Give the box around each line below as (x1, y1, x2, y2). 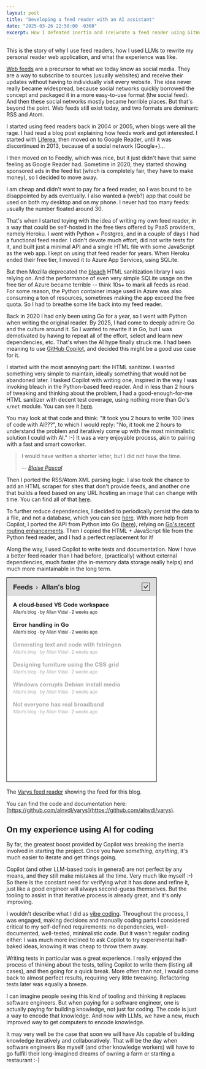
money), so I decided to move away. (6, 174, 98, 181)
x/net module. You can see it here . (6, 402, 94, 410)
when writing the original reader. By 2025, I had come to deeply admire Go (6, 319, 195, 326)
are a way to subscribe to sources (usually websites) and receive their (6, 72, 184, 79)
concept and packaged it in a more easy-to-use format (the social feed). (6, 91, 189, 99)
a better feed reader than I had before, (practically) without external (6, 552, 177, 559)
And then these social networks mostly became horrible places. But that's (6, 98, 193, 105)
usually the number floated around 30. (6, 205, 103, 213)
